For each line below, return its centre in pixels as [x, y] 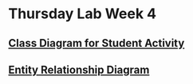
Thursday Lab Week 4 [83, 14]
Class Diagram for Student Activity [96, 43]
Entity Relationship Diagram [79, 69]
